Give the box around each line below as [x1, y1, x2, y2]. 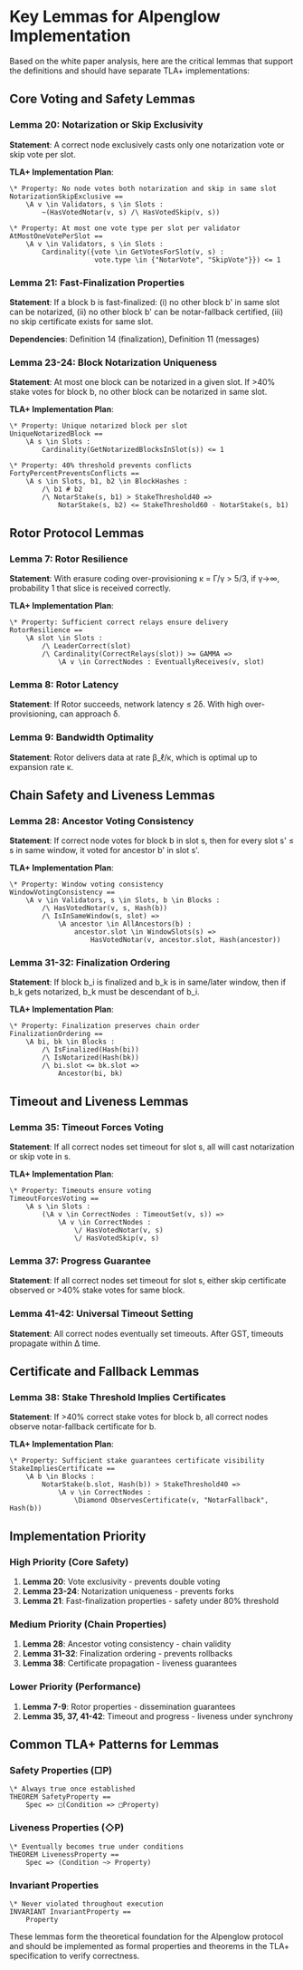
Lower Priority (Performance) [9, 1680, 142, 1693]
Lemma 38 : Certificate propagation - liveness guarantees [22, 1658, 238, 1668]
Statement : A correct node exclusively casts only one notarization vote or [9, 139, 285, 150]
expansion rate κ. [9, 761, 74, 772]
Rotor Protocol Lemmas [9, 525, 145, 541]
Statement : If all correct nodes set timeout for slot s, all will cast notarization [9, 1141, 295, 1152]
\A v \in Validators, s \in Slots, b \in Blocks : [25, 896, 221, 905]
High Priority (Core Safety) [9, 1555, 129, 1568]
